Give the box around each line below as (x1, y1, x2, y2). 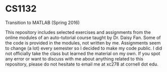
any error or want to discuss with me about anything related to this (5, 55, 144, 61)
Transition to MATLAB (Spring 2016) (5, 19, 80, 25)
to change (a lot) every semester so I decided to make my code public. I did (5, 45, 162, 51)
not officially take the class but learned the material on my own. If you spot (5, 50, 160, 56)
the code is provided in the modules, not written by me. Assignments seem (5, 39, 161, 45)
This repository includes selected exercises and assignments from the (5, 29, 151, 35)
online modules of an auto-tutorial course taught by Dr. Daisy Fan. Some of (5, 34, 161, 40)
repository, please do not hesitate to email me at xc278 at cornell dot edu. (5, 61, 159, 67)
